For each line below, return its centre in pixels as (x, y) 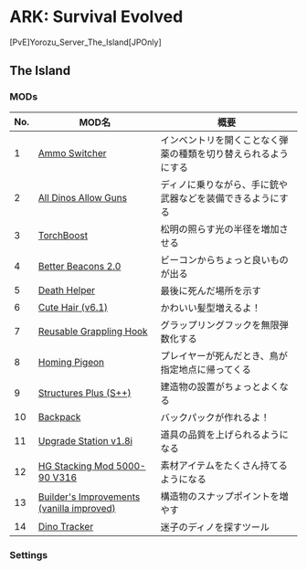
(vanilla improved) (77, 508)
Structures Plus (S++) (85, 393)
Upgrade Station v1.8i (85, 440)
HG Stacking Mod (76, 466)
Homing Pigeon (71, 362)
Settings (29, 554)
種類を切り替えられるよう (234, 153)
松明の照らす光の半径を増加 (220, 228)
